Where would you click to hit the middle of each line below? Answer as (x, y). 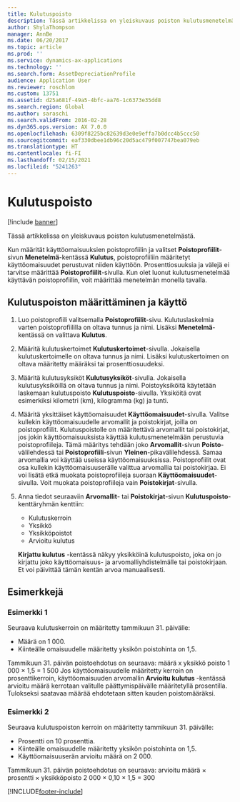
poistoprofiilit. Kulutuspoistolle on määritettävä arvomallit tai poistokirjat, (124, 429)
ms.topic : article (35, 47)
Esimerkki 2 (28, 712)
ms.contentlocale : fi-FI (44, 154)
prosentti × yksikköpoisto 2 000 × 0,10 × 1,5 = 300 (81, 778)
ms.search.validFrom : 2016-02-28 (57, 120)
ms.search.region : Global (46, 107)
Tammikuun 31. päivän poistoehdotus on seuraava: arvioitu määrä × (107, 770)
